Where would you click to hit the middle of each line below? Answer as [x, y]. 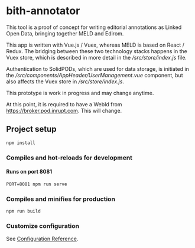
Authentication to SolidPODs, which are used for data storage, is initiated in [97, 68]
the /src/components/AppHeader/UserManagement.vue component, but [95, 75]
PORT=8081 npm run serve [37, 184]
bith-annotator [43, 11]
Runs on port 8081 [29, 172]
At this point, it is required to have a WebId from [64, 104]
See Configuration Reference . [42, 239]
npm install [21, 143]
